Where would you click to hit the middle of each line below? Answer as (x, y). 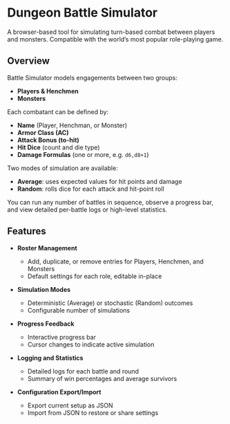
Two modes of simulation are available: (63, 168)
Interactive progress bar (62, 337)
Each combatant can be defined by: (58, 111)
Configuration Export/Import (59, 391)
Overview (29, 61)
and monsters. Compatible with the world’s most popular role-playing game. (115, 39)
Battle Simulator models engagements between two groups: (92, 77)
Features (27, 231)
